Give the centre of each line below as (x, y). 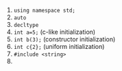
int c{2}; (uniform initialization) (59, 47)
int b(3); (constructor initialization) (64, 39)
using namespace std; (44, 10)
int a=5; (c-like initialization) (54, 32)
